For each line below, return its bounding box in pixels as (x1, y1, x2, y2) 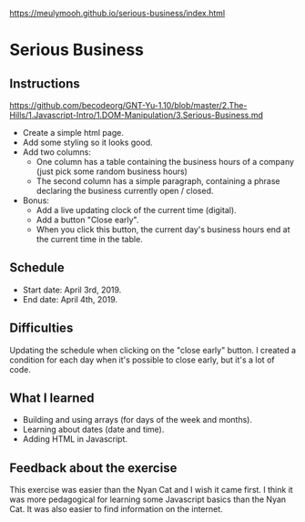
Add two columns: (22, 147, 91, 158)
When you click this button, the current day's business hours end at (36, 224, 290, 235)
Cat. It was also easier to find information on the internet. (9, 504, 223, 515)
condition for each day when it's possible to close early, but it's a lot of (9, 354, 275, 365)
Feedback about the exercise (9, 460, 178, 476)
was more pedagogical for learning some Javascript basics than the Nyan (9, 494, 287, 505)
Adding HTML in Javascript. (22, 434, 128, 445)
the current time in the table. (36, 234, 143, 244)
